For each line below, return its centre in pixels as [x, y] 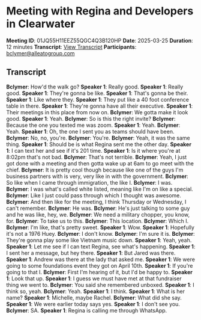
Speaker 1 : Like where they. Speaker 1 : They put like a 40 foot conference [97, 99]
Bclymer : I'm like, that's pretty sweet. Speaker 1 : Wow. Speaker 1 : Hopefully [100, 227]
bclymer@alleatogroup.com [40, 53]
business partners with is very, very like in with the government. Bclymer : [97, 176]
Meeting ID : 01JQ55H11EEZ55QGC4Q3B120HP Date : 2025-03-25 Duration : [100, 40]
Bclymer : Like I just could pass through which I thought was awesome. [94, 195]
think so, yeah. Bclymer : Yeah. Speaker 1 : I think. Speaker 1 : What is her [95, 291]
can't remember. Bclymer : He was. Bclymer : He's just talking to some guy [98, 208]
